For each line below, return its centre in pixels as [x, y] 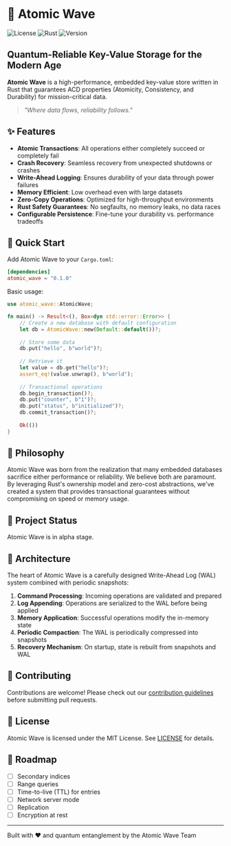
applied [28, 611]
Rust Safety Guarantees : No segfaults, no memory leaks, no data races [119, 206]
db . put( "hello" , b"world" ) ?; [61, 349]
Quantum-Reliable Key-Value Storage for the [105, 55]
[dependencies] [29, 272]
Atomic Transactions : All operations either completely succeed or [111, 148]
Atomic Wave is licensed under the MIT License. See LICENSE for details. [111, 738]
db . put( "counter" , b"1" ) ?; [58, 400]
